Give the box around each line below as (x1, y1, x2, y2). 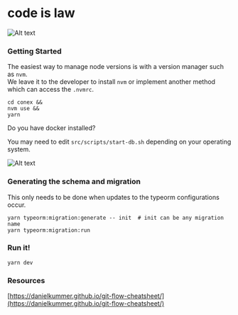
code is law (7, 5, 76, 21)
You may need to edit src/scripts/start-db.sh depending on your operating (7, 137, 232, 146)
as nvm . (7, 70, 28, 79)
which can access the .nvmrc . (7, 85, 94, 94)
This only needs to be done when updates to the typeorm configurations (7, 193, 220, 201)
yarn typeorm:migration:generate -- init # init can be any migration (7, 214, 224, 221)
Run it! (7, 243, 31, 253)
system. (7, 145, 31, 154)
